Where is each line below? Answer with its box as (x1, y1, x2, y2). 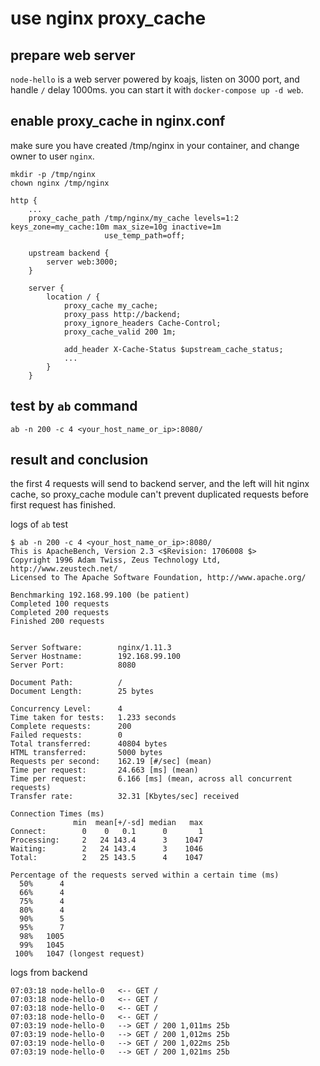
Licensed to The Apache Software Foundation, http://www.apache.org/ (10, 573, 307, 583)
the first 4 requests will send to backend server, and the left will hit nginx (10, 478, 310, 490)
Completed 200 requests (10, 608, 110, 618)
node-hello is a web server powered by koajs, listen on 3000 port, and (10, 73, 300, 85)
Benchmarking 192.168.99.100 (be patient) (10, 590, 190, 601)
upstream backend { (28, 248, 110, 258)
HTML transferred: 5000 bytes (10, 748, 163, 758)
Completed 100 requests (10, 599, 110, 609)
